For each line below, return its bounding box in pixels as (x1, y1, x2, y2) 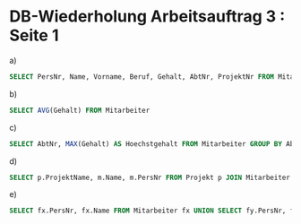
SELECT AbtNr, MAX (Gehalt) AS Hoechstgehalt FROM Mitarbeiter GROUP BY (9, 139, 282, 149)
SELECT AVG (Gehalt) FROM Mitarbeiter (9, 106, 150, 115)
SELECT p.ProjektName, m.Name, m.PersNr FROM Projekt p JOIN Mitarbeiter (9, 173, 291, 182)
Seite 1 (9, 25, 59, 46)
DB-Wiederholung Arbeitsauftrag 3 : (9, 6, 286, 27)
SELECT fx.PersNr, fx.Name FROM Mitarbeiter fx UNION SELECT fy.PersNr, (9, 206, 287, 216)
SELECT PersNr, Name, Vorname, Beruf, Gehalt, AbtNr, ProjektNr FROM (9, 72, 275, 82)
